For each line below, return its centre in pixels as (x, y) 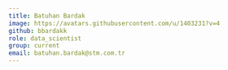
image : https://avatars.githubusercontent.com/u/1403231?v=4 (114, 23)
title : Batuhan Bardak (47, 16)
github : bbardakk (38, 31)
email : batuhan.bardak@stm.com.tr (67, 53)
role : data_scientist (45, 38)
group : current (34, 46)
